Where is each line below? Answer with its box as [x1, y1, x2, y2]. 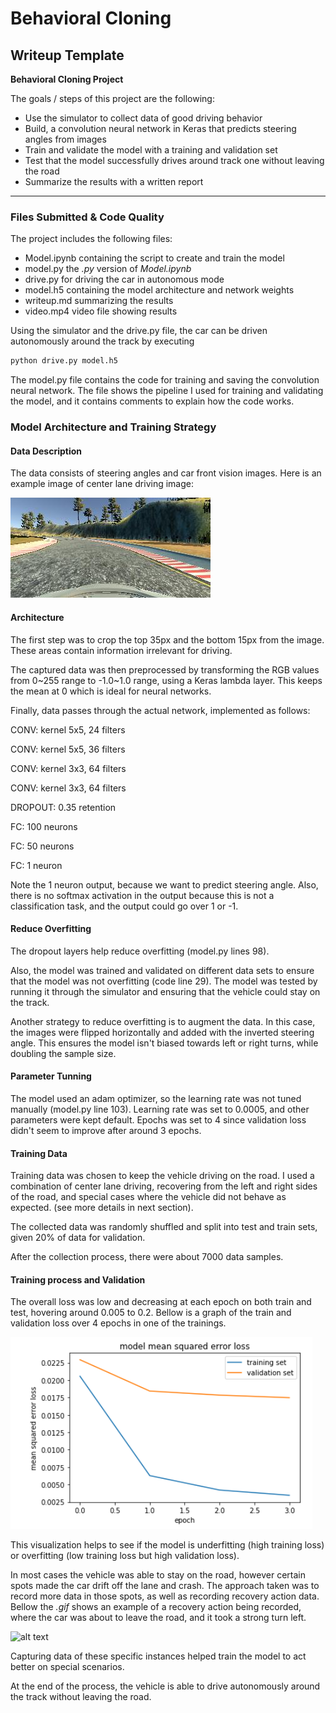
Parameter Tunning [10, 1070, 92, 1082]
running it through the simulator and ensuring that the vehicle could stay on [10, 985, 321, 997]
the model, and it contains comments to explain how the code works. [10, 395, 295, 407]
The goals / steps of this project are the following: [10, 93, 215, 104]
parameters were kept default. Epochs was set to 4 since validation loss [10, 1113, 307, 1126]
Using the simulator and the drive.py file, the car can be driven [10, 325, 268, 337]
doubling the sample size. [10, 1047, 117, 1059]
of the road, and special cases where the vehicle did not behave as [10, 1191, 287, 1203]
